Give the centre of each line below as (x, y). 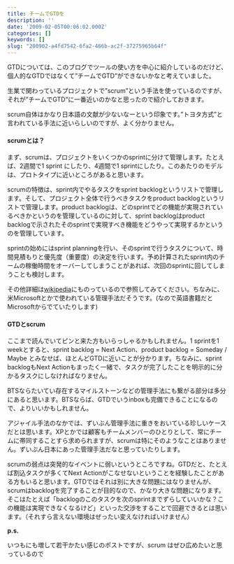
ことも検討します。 (41, 274)
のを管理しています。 (38, 233)
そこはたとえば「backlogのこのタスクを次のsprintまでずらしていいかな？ (112, 499)
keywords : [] (26, 40)
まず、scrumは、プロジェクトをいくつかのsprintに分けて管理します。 (107, 157)
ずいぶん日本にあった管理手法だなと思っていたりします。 (101, 449)
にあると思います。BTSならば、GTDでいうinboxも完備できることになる (109, 400)
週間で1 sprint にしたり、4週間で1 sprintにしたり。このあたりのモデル (123, 166)
